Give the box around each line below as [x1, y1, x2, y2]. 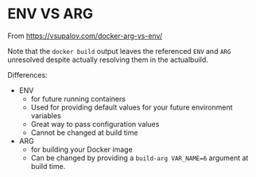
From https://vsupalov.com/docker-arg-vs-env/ [7, 31, 163, 40]
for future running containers [30, 94, 126, 103]
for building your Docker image [30, 144, 133, 154]
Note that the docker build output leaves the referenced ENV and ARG [7, 46, 231, 56]
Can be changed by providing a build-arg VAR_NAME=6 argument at [30, 152, 249, 163]
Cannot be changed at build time [30, 128, 138, 137]
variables [30, 110, 61, 120]
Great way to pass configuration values [30, 119, 160, 129]
